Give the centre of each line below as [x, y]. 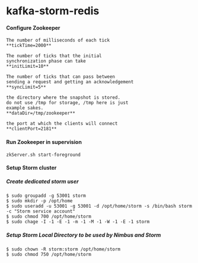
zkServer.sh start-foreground [44, 155]
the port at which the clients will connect [62, 124]
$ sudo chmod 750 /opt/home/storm [49, 255]
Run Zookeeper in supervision [44, 142]
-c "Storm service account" [41, 212]
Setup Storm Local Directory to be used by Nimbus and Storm [84, 235]
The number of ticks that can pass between [61, 77]
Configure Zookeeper [33, 27]
